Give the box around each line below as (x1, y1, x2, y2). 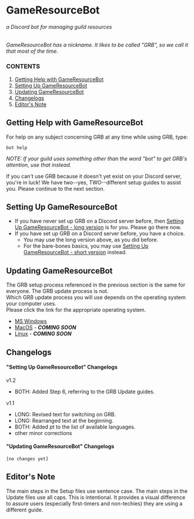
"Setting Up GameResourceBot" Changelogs (6, 363, 118, 370)
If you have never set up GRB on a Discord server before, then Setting (14, 218, 184, 225)
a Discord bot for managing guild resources (6, 23, 112, 30)
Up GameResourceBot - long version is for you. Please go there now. (14, 224, 182, 231)
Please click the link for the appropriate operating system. (6, 306, 146, 314)
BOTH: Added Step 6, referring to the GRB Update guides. (14, 388, 155, 395)
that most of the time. (6, 48, 59, 55)
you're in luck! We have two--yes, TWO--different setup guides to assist (6, 178, 181, 186)
